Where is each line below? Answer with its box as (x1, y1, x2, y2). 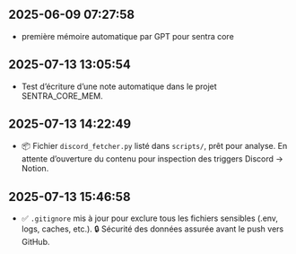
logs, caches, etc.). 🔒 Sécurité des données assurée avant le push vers (21, 223, 284, 234)
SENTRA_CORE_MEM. (21, 90, 104, 101)
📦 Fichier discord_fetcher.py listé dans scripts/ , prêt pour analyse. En (21, 141, 288, 152)
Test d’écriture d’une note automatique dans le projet (21, 81, 217, 92)
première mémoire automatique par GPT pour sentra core (21, 31, 234, 41)
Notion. (21, 163, 49, 174)
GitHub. (21, 237, 50, 248)
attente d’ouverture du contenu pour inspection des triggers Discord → (21, 153, 283, 164)
